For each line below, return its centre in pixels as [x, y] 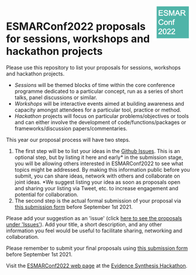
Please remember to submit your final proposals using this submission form [97, 248]
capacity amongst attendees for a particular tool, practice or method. [98, 110]
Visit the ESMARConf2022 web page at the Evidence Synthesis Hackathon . [97, 266]
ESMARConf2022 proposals [76, 27]
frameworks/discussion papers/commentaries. [71, 128]
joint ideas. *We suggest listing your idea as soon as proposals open [97, 182]
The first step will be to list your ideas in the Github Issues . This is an [97, 151]
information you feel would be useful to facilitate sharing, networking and [94, 231]
